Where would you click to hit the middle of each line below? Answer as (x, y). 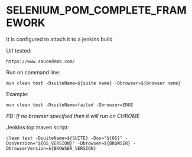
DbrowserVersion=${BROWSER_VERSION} (51, 148)
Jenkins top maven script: (38, 127)
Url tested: (19, 50)
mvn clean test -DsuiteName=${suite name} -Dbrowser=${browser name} (94, 83)
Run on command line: (33, 72)
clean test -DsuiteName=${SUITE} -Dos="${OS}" (64, 138)
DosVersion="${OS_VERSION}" (41, 143)
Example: (17, 94)
